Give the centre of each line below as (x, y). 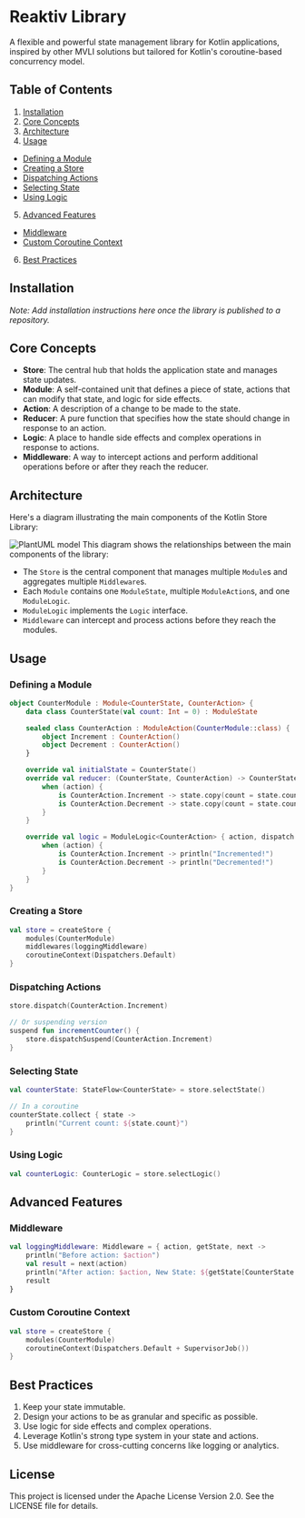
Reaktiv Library (68, 17)
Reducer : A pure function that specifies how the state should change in (156, 418)
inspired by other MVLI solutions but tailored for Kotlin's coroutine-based (146, 51)
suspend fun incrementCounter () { (75, 1031)
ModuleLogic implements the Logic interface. (105, 610)
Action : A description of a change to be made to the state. (131, 409)
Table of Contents (61, 90)
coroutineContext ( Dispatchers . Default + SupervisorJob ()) (138, 1348)
